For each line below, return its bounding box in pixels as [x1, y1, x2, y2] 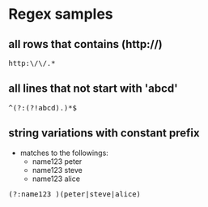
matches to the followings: [19, 148, 109, 157]
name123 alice [32, 174, 81, 183]
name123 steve [32, 165, 83, 175]
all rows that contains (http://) [8, 37, 163, 51]
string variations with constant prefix [8, 127, 200, 140]
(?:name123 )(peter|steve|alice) [8, 189, 142, 199]
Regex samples [8, 5, 113, 24]
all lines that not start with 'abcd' [8, 82, 178, 96]
